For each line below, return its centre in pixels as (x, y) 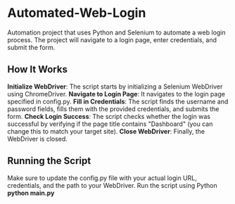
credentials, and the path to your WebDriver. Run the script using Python (112, 185)
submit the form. (31, 47)
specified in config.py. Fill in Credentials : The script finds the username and (118, 101)
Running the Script (49, 161)
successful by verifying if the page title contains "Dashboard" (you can (110, 124)
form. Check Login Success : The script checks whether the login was (109, 116)
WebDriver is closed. (38, 139)
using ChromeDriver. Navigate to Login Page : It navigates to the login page (116, 94)
